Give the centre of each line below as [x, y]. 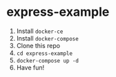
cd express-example [45, 53]
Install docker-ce [40, 31]
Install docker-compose [47, 38]
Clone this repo [38, 45]
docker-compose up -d [47, 60]
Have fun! [30, 67]
